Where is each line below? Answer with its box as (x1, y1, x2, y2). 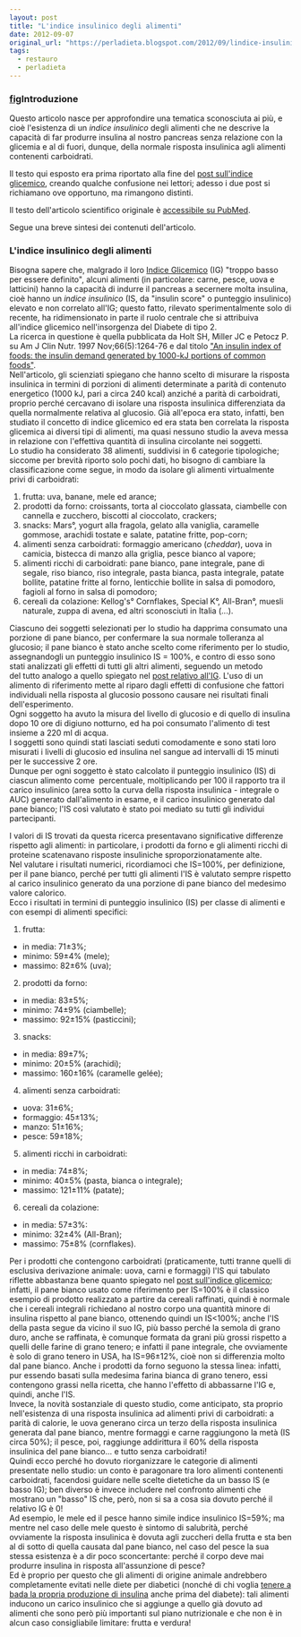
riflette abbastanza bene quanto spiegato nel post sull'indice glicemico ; (9, 1275, 273, 1286)
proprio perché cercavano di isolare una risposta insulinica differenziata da (9, 398, 286, 408)
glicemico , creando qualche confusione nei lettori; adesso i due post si (9, 178, 271, 189)
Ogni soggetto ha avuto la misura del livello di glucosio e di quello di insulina (9, 708, 291, 719)
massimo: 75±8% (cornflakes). (21, 1238, 137, 1249)
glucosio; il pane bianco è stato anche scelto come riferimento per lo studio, (9, 642, 290, 653)
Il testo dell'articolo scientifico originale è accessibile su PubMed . (9, 205, 251, 216)
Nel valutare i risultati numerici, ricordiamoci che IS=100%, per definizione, (9, 859, 286, 870)
